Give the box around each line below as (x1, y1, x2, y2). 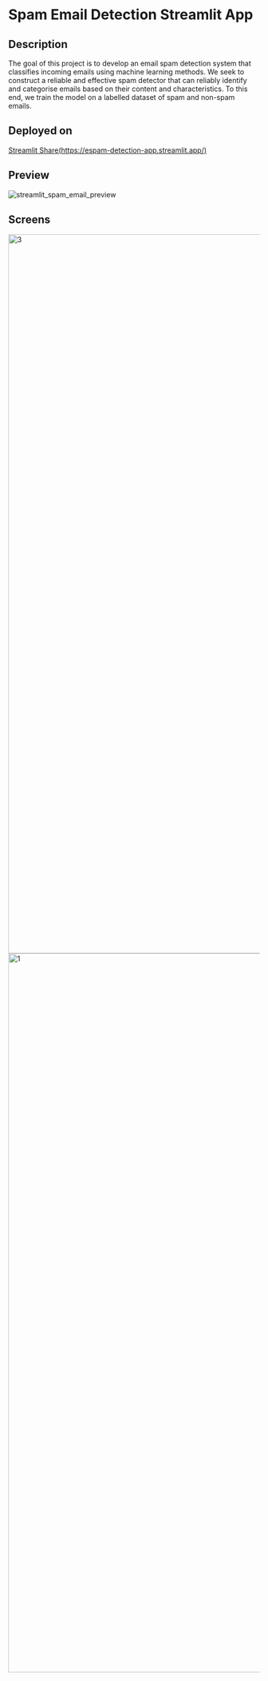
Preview (8, 169, 50, 182)
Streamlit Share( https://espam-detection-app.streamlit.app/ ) (8, 145, 207, 155)
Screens (8, 213, 50, 227)
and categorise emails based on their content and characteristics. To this (8, 84, 248, 93)
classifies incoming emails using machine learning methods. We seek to (8, 67, 245, 77)
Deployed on (8, 124, 73, 137)
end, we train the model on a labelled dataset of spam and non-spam (8, 93, 235, 101)
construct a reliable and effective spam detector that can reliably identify (8, 76, 247, 85)
